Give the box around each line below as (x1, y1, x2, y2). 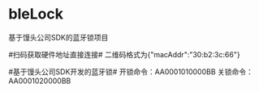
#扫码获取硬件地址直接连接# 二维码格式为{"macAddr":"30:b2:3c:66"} (8, 49, 241, 59)
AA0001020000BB (8, 76, 71, 86)
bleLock (8, 5, 63, 23)
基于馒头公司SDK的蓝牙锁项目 (8, 32, 109, 42)
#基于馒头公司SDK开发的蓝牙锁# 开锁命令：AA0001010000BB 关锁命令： (8, 66, 253, 77)
